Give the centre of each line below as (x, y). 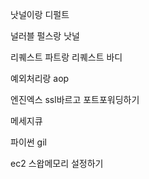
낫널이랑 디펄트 (40, 14)
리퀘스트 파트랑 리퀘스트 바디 (66, 57)
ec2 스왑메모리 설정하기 (57, 163)
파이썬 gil (28, 142)
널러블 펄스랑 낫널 (45, 36)
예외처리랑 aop (40, 78)
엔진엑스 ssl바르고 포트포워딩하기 (75, 99)
